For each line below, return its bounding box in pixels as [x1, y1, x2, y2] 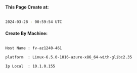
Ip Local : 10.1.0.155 [5, 64, 56, 69]
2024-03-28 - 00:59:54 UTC [5, 19, 62, 24]
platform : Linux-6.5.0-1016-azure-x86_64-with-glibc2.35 [5, 55, 132, 60]
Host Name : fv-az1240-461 [5, 45, 62, 51]
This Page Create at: [5, 4, 49, 10]
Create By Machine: [5, 30, 48, 36]
